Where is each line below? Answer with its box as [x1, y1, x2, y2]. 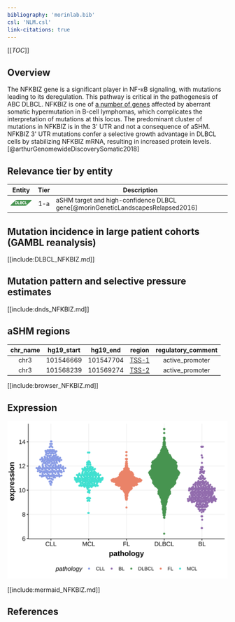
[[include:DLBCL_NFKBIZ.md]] [7, 255, 95, 264]
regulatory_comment [155, 346, 218, 354]
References [7, 606, 59, 618]
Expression [7, 402, 57, 414]
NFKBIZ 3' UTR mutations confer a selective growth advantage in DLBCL [7, 130, 217, 138]
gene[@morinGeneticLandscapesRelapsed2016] [55, 203, 198, 212]
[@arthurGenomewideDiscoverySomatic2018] [7, 144, 140, 154]
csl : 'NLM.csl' [7, 18, 52, 26]
